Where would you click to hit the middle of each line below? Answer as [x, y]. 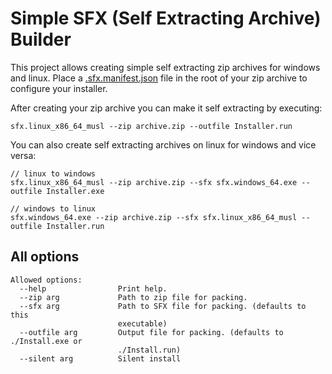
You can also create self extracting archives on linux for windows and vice [163, 144]
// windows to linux [53, 208]
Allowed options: [46, 280]
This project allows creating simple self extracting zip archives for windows [165, 67]
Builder [41, 39]
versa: [23, 155]
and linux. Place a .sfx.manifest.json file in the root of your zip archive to [159, 78]
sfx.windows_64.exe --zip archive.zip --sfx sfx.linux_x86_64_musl [154, 217]
